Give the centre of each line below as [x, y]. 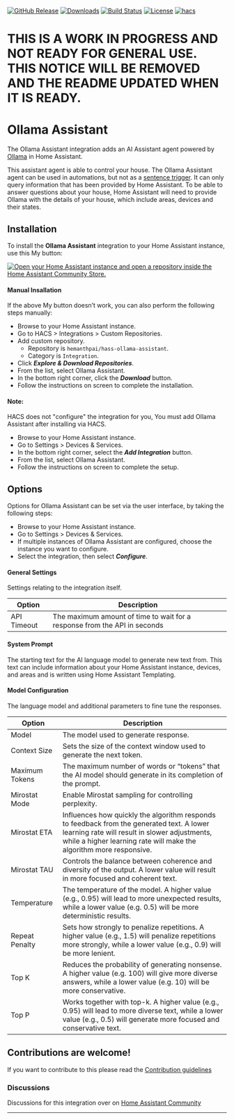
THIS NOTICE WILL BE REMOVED [104, 69]
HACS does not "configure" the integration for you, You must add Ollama [111, 417]
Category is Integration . [63, 356]
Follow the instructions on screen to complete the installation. [105, 386]
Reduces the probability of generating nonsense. [142, 964]
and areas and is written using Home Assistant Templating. [92, 675]
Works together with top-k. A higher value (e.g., [141, 1002]
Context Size [32, 750]
